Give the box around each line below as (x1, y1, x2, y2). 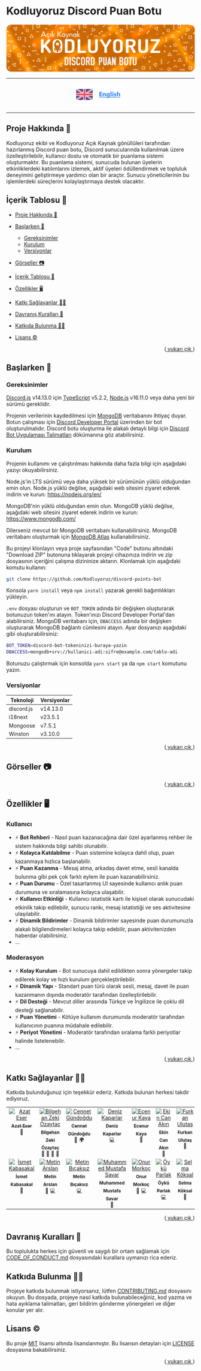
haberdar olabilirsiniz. (14, 931, 69, 939)
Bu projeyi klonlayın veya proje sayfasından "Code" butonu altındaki (6, 545, 173, 552)
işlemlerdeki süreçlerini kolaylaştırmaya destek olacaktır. (6, 178, 145, 185)
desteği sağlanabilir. (14, 1006, 65, 1014)
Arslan (43, 1181, 58, 1188)
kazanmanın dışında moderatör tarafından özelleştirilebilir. (14, 991, 157, 999)
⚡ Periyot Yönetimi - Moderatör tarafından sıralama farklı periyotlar (14, 1029, 181, 1036)
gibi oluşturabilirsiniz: (6, 630, 59, 638)
